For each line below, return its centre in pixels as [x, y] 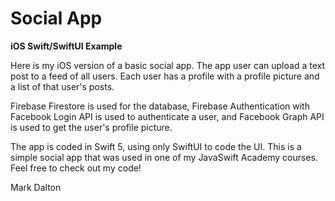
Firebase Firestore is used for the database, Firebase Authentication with [160, 106]
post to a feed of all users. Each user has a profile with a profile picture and [165, 76]
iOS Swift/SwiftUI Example [66, 46]
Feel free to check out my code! [76, 168]
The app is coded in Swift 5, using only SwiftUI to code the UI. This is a [156, 146]
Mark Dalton [36, 187]
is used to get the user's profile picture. [91, 127]
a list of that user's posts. [62, 86]
